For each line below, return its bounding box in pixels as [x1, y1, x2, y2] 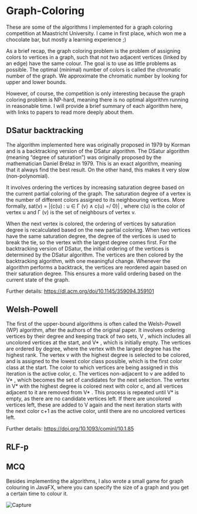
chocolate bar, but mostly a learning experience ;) [6, 36, 127, 43]
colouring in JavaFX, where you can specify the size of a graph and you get [6, 483, 189, 491]
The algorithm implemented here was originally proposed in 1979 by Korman [6, 141, 191, 148]
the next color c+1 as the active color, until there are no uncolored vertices [6, 407, 186, 414]
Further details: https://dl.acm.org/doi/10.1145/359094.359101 [6, 288, 154, 295]
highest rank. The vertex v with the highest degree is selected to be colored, [6, 351, 191, 359]
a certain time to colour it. [6, 490, 69, 497]
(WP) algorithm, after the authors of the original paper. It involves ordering [6, 326, 185, 333]
